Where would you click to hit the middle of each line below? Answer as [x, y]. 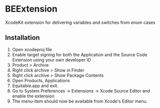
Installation [22, 38]
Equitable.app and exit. [35, 86]
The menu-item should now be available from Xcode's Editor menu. [80, 101]
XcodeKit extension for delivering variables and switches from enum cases [80, 22]
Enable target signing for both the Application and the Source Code [80, 54]
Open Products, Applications [41, 80]
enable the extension [33, 96]
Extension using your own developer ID [51, 60]
